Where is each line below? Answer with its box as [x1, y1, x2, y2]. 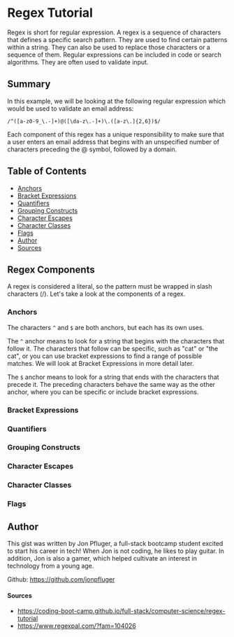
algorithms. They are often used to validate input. [7, 57, 149, 66]
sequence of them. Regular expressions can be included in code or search [7, 50, 221, 59]
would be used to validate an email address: [7, 104, 134, 113]
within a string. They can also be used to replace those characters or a [7, 43, 211, 51]
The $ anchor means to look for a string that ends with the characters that [7, 373, 219, 381]
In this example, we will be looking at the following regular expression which [7, 97, 226, 105]
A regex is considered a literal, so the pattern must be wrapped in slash [7, 282, 212, 291]
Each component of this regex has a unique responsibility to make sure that [7, 130, 225, 138]
